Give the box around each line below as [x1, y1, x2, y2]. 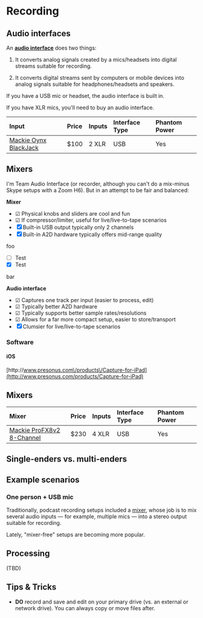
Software [6, 338, 34, 346]
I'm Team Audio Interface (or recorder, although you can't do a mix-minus [6, 180, 190, 187]
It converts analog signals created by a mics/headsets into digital [14, 56, 177, 63]
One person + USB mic [6, 492, 74, 501]
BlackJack [9, 144, 39, 152]
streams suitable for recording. [14, 62, 92, 69]
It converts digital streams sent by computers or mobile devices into [14, 74, 184, 81]
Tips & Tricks [6, 582, 57, 593]
